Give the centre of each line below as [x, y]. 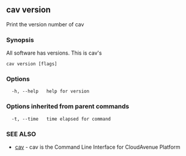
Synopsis [20, 40]
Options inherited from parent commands [68, 106]
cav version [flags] [32, 64]
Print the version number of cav [45, 24]
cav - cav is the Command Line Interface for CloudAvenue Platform [97, 147]
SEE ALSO [21, 134]
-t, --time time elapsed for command [61, 119]
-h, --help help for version [51, 91]
